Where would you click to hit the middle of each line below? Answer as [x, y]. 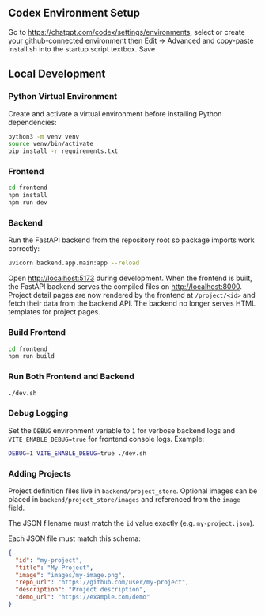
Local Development [57, 74]
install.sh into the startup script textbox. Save [82, 49]
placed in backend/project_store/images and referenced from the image [124, 499]
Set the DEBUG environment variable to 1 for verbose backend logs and [122, 430]
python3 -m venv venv [44, 137]
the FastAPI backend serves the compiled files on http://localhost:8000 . [125, 287]
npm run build [32, 356]
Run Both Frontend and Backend [71, 377]
